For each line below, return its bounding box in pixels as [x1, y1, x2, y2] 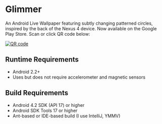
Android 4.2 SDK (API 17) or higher [12, 102, 85, 108]
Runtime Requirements [5, 55, 79, 64]
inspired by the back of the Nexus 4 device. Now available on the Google [5, 25, 157, 31]
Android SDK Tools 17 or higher [12, 107, 78, 113]
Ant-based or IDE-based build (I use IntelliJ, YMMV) [12, 112, 121, 119]
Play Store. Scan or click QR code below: [5, 31, 90, 37]
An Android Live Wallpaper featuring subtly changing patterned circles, [5, 20, 153, 26]
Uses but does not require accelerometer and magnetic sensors [12, 74, 145, 80]
